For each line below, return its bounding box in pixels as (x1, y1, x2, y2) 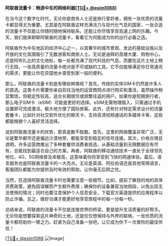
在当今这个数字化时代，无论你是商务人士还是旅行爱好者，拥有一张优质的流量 (5, 16, 163, 22)
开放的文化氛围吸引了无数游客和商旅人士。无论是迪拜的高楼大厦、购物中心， (5, 51, 163, 57)
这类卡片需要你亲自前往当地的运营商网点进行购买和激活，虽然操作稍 (22, 87, 163, 93)
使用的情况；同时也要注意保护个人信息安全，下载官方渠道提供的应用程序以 (9, 190, 163, 195)
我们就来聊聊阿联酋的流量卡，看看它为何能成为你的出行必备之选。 (13, 35, 150, 40)
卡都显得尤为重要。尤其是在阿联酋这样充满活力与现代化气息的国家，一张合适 (5, 22, 163, 28)
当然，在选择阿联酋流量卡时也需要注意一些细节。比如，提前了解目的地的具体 (5, 177, 163, 183)
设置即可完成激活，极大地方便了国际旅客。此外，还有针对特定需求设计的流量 (5, 106, 163, 112)
